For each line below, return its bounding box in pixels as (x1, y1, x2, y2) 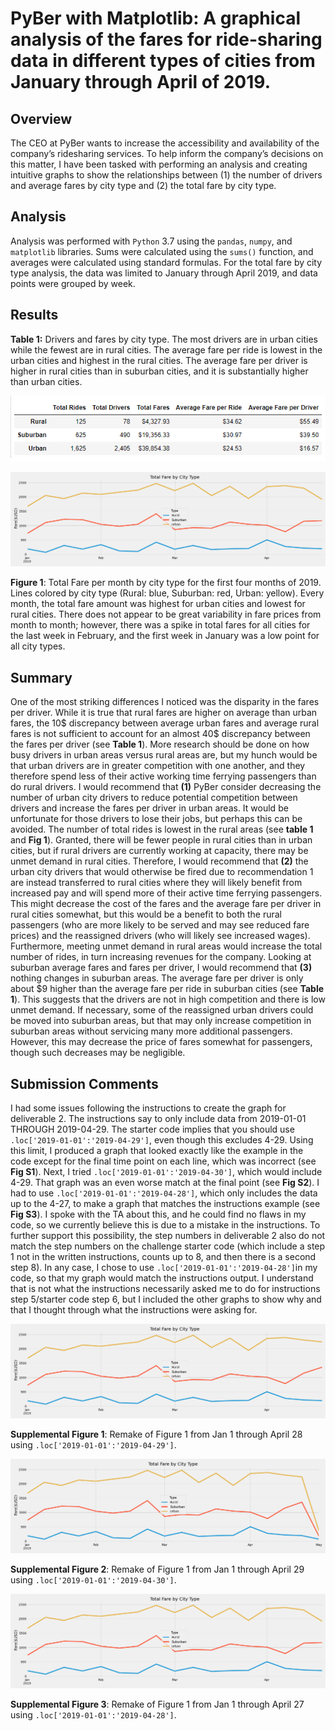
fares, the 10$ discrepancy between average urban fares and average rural (10, 717, 320, 729)
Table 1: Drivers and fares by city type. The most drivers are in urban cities (10, 333, 318, 345)
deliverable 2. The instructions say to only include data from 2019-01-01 (10, 1112, 307, 1124)
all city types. (10, 640, 66, 652)
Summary (10, 669, 73, 686)
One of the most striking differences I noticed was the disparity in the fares (10, 696, 320, 708)
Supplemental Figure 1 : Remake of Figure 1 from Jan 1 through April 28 (10, 1428, 303, 1441)
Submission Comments (10, 1075, 159, 1092)
